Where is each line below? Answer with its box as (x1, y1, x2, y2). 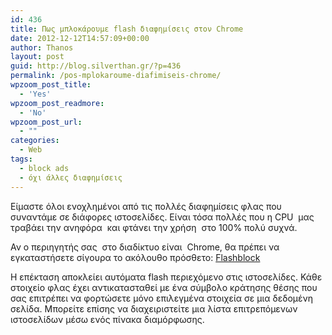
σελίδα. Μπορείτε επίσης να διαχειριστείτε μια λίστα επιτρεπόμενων (10, 302, 298, 315)
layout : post (10, 52, 65, 62)
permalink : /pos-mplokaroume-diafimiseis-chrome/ (10, 71, 222, 81)
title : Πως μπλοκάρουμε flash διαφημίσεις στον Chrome (10, 24, 244, 34)
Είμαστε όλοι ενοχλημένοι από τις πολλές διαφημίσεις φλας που (10, 200, 282, 212)
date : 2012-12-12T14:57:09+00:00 (10, 33, 150, 43)
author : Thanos (10, 42, 74, 53)
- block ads (19, 163, 70, 173)
